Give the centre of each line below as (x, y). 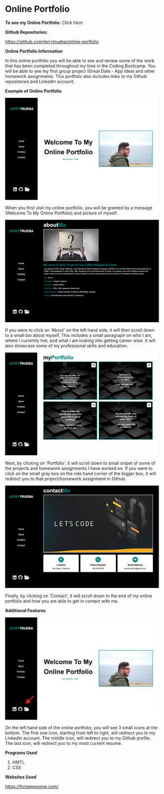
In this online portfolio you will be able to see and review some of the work (80, 60)
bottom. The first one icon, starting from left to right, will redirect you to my (80, 733)
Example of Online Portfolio (33, 91)
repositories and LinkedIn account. (40, 81)
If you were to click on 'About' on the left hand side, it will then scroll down (80, 330)
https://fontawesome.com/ (32, 786)
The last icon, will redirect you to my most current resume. (64, 743)
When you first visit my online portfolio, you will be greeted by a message (79, 207)
